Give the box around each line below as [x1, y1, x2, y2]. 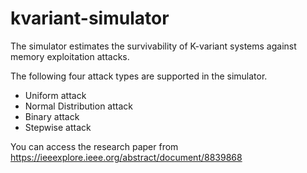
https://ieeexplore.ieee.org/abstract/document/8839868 [10, 151, 243, 163]
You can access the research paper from [10, 140, 179, 152]
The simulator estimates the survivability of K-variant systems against [10, 40, 297, 52]
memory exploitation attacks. [10, 50, 130, 62]
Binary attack [24, 110, 80, 122]
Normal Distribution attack [24, 100, 134, 112]
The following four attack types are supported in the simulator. [10, 70, 268, 82]
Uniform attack [24, 89, 87, 101]
